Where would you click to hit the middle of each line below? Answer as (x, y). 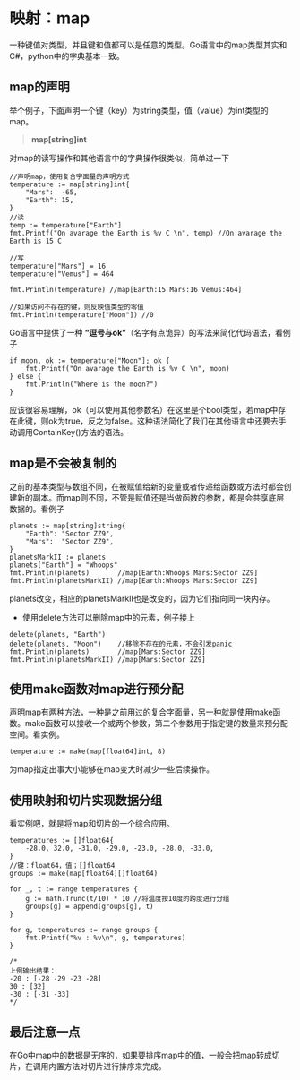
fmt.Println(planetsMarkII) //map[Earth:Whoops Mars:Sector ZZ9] (133, 580)
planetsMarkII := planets (57, 557)
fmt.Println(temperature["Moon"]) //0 (81, 314)
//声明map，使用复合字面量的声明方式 (69, 176)
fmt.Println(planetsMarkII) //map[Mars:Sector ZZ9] (107, 659)
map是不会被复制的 (63, 463)
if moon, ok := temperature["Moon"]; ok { (90, 360)
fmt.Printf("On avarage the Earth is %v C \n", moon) (128, 368)
